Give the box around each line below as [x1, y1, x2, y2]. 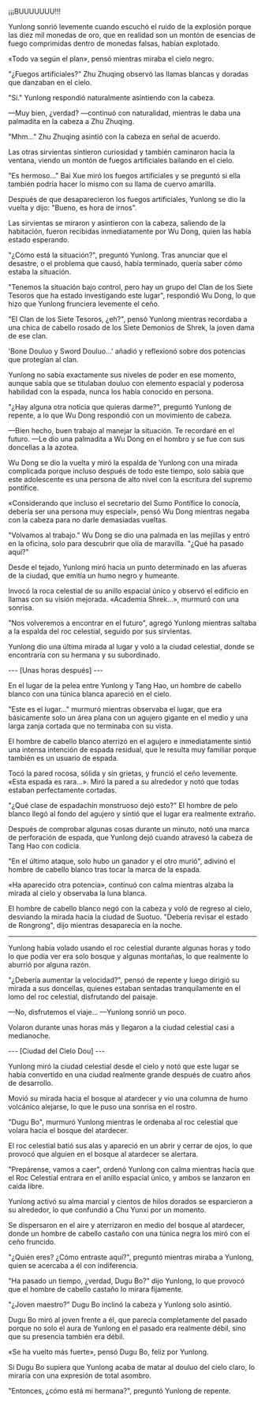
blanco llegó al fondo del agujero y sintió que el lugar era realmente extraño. [8, 809, 256, 818]
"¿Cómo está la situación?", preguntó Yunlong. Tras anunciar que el [8, 250, 228, 260]
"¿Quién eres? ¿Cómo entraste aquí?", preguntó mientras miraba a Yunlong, [8, 1252, 254, 1262]
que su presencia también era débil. [8, 1332, 125, 1341]
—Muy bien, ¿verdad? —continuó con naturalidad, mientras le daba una [8, 108, 241, 118]
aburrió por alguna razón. [8, 960, 91, 969]
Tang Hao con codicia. [8, 841, 81, 851]
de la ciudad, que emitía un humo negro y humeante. [8, 571, 180, 580]
